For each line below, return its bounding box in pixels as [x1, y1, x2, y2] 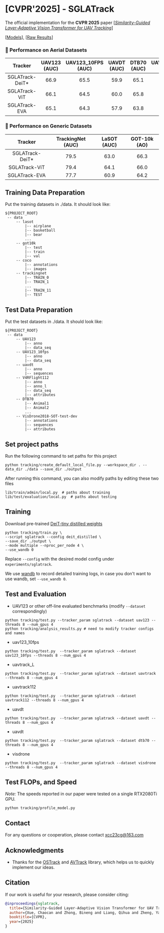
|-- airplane [24, 224, 51, 229]
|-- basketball [24, 228, 56, 233]
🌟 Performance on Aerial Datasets [5, 47, 87, 53]
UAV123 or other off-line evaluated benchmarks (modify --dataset [12, 603, 146, 609]
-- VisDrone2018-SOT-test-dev [16, 414, 78, 419]
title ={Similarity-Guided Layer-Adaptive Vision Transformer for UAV [9, 906, 154, 910]
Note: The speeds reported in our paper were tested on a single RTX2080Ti [5, 791, 157, 797]
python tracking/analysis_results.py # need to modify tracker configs [5, 626, 154, 631]
